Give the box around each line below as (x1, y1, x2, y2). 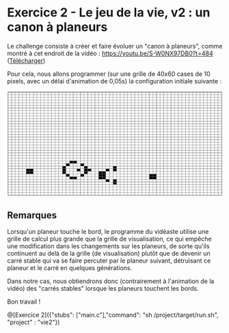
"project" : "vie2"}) (7, 318, 60, 326)
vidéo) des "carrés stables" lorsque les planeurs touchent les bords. (7, 284, 200, 293)
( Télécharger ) (7, 56, 46, 64)
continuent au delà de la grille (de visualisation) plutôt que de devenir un (7, 250, 211, 258)
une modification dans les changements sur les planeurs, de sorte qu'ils (7, 242, 210, 250)
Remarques (7, 209, 57, 221)
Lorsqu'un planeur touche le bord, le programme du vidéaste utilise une (7, 228, 209, 236)
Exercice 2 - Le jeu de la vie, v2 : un (7, 5, 211, 21)
